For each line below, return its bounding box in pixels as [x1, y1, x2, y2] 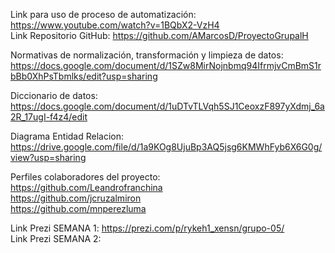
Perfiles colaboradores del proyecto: [10, 171, 161, 183]
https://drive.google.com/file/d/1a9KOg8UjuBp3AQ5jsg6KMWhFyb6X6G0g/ [10, 141, 323, 153]
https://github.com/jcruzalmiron [10, 192, 142, 204]
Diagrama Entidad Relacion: [10, 130, 125, 142]
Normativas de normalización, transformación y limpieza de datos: [10, 49, 284, 61]
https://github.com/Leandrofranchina [10, 182, 163, 193]
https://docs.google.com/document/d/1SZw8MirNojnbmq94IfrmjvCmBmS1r [10, 60, 322, 71]
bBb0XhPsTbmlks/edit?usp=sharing [10, 70, 158, 82]
